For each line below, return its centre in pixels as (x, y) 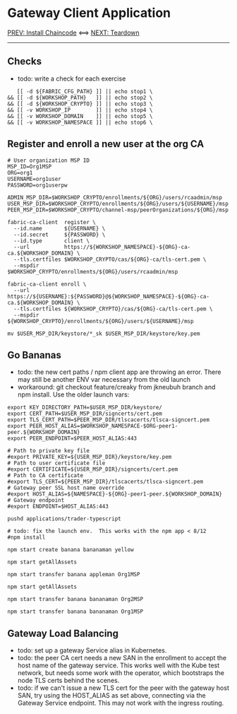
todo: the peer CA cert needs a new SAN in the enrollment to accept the (122, 658)
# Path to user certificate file (56, 463)
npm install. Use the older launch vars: (73, 394)
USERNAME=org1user (34, 179)
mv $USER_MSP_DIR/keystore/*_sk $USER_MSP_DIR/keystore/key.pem (104, 334)
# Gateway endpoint (36, 501)
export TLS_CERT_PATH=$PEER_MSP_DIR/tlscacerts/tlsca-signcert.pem (109, 420)
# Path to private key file (49, 451)
